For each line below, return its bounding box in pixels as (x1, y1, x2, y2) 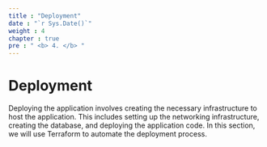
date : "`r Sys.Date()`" (8, 19, 92, 27)
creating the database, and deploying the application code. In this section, (8, 120, 256, 130)
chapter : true (8, 34, 60, 43)
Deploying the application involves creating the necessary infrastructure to (8, 103, 257, 113)
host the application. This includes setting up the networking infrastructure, (8, 112, 260, 122)
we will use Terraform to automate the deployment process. (8, 129, 208, 139)
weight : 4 (8, 27, 45, 35)
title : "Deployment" (8, 11, 82, 20)
